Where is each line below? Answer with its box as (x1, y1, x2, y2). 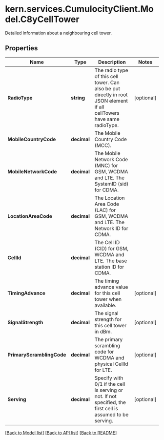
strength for (94, 316, 122, 323)
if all (94, 104, 104, 110)
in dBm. (94, 328, 112, 335)
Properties (5, 44, 38, 52)
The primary (94, 336, 123, 343)
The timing (94, 277, 120, 284)
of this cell (94, 73, 119, 80)
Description (98, 59, 126, 65)
